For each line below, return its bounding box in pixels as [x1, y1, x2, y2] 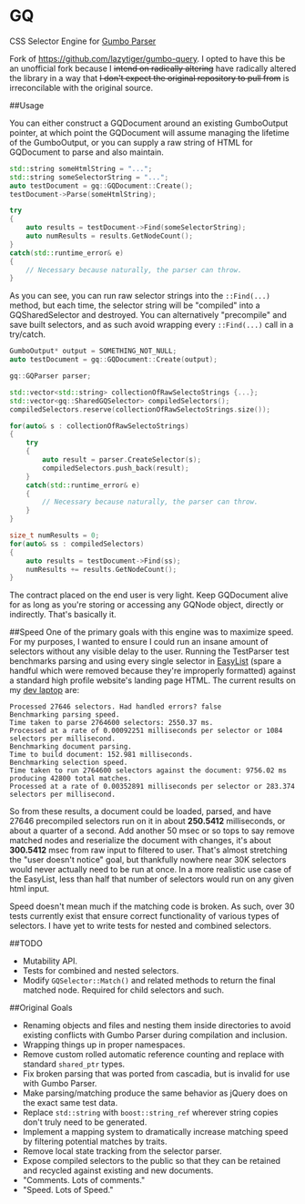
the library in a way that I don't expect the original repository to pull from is [9, 72, 290, 83]
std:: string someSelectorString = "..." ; [9, 172, 169, 182]
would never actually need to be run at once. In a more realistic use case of [9, 864, 292, 875]
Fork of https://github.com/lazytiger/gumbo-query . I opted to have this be [9, 53, 286, 64]
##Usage [9, 99, 45, 110]
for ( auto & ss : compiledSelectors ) [9, 539, 145, 548]
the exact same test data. [22, 1097, 118, 1108]
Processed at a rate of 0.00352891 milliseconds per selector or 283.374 [9, 782, 296, 791]
